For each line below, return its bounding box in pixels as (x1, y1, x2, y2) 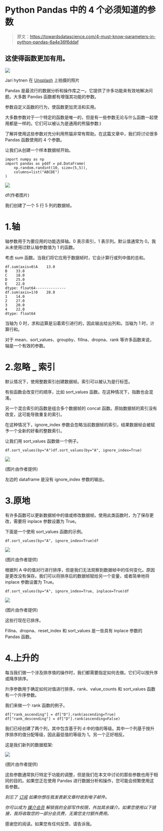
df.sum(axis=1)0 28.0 (5, 290, 55, 294)
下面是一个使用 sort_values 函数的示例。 (5, 528, 85, 535)
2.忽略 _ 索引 (5, 362, 56, 372)
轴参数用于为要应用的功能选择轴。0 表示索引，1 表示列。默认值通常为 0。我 (5, 238, 156, 244)
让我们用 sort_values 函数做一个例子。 (5, 438, 81, 444)
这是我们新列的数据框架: (5, 742, 53, 747)
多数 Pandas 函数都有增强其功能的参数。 (17, 93, 99, 100)
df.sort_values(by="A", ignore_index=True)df (5, 538, 98, 543)
